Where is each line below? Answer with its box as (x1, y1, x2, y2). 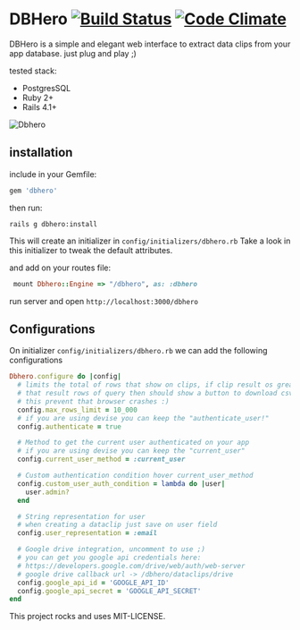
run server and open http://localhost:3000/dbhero (9, 295, 199, 306)
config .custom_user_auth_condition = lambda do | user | (17, 479, 226, 488)
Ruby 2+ (21, 92, 54, 103)
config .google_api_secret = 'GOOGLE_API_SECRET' (17, 586, 202, 595)
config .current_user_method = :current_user (17, 455, 186, 464)
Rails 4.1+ (21, 101, 58, 112)
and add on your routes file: (9, 262, 112, 273)
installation (9, 145, 73, 160)
